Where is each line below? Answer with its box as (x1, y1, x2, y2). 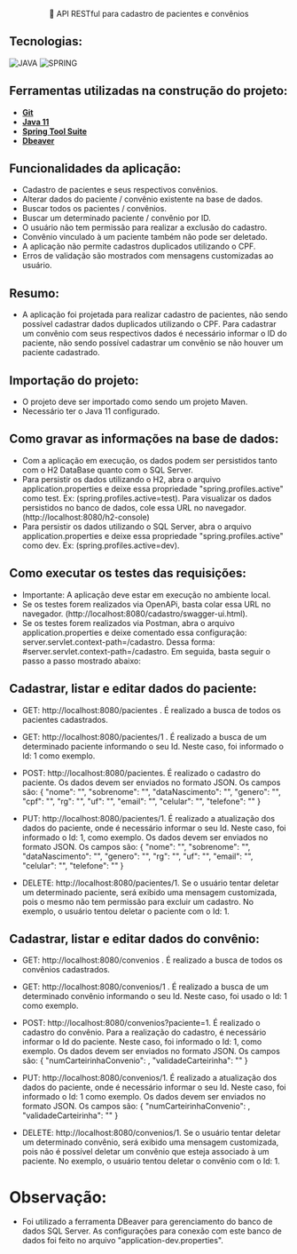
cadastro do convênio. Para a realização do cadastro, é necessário (21, 1027, 267, 1038)
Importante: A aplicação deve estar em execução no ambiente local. (21, 589, 271, 599)
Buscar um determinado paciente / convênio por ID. (21, 213, 211, 224)
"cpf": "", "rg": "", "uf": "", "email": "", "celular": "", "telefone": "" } (21, 796, 262, 806)
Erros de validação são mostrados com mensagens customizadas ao (21, 250, 274, 261)
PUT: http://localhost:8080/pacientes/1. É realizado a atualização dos (21, 813, 276, 823)
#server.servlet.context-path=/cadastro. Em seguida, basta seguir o (21, 646, 270, 656)
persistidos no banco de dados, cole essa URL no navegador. (21, 502, 246, 512)
